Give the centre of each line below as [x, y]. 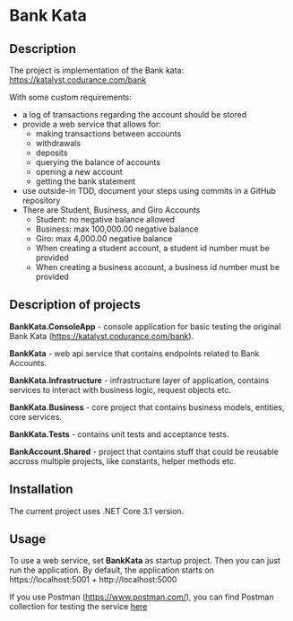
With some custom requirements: [71, 97]
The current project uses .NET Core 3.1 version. [97, 511]
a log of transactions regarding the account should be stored [134, 114]
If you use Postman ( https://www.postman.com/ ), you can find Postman [142, 597]
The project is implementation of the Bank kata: [97, 70]
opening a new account [79, 172]
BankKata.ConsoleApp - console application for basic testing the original [145, 326]
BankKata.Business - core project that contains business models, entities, [147, 407]
